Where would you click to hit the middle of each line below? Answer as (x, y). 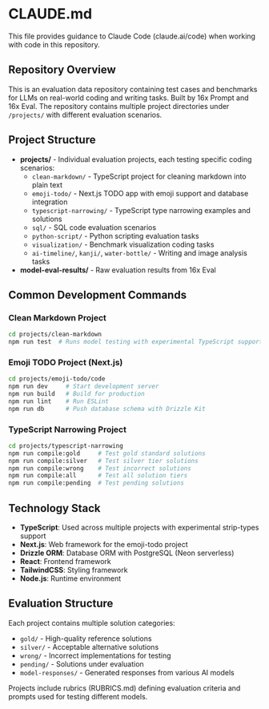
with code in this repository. (54, 44)
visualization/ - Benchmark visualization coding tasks (123, 244)
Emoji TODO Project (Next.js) (66, 362)
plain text (47, 184)
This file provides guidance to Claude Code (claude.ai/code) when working (132, 36)
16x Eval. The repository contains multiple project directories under (119, 106)
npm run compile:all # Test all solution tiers (98, 476)
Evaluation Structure (61, 604)
